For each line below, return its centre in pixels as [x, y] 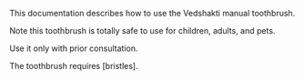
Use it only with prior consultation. [74, 48]
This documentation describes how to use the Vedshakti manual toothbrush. [152, 13]
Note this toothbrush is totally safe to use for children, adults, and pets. [142, 30]
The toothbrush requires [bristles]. [74, 66]
